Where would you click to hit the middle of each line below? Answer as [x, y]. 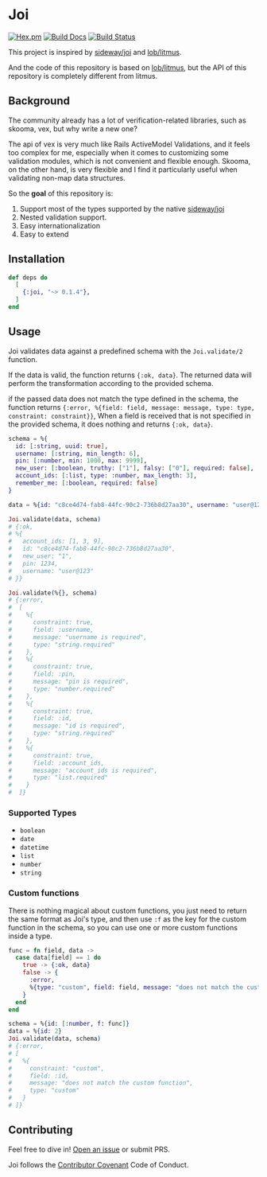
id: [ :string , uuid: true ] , [62, 446]
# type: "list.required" [58, 778]
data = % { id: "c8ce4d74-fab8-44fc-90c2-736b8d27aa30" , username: [118, 505]
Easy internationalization [60, 225]
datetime [34, 848]
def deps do [28, 277]
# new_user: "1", [41, 556]
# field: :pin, [43, 674]
